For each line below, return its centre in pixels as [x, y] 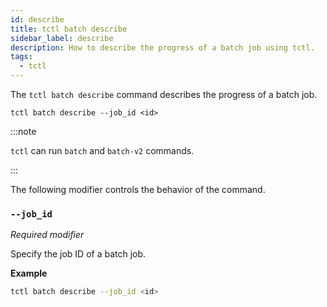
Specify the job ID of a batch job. [78, 254]
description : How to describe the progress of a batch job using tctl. [162, 47]
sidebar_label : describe [62, 38]
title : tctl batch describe [69, 29]
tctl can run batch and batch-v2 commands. [102, 150]
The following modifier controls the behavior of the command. [138, 189]
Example [29, 273]
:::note [23, 131]
